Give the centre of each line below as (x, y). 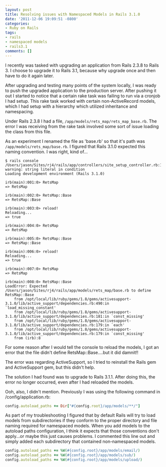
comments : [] (19, 51)
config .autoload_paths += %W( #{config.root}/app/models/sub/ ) (70, 455)
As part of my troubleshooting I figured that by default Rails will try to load (80, 415)
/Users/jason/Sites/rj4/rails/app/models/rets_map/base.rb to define (78, 290)
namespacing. (20, 111)
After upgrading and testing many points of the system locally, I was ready (81, 85)
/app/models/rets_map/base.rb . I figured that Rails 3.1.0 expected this (75, 146)
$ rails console (22, 161)
